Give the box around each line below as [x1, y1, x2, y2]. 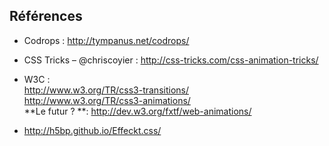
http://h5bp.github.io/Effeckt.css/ [23, 124, 162, 136]
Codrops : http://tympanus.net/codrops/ [23, 34, 190, 46]
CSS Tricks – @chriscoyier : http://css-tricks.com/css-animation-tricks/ [23, 54, 319, 66]
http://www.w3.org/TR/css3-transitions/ [23, 84, 189, 96]
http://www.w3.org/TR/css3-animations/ [23, 94, 191, 106]
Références [9, 8, 83, 25]
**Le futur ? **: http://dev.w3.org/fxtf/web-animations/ [23, 105, 252, 117]
